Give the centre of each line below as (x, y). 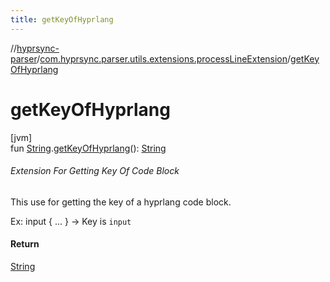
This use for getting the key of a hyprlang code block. (121, 202)
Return (25, 244)
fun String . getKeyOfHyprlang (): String (88, 148)
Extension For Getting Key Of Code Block (95, 171)
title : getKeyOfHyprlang (62, 19)
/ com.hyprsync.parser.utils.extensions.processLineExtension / (164, 58)
